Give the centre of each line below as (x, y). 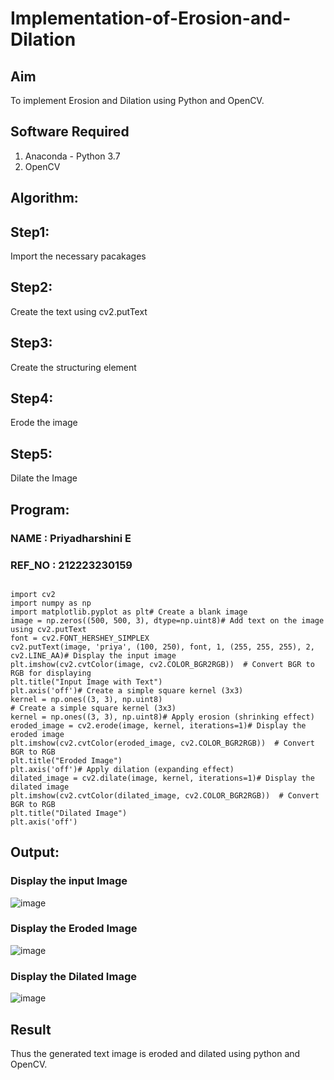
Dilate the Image (44, 478)
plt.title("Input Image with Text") (86, 682)
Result (31, 1029)
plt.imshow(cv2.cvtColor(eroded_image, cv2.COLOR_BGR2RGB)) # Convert (162, 743)
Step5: (31, 453)
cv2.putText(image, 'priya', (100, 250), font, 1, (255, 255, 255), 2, (162, 647)
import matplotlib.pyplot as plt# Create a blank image (129, 612)
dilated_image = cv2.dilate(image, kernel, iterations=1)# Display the (162, 778)
